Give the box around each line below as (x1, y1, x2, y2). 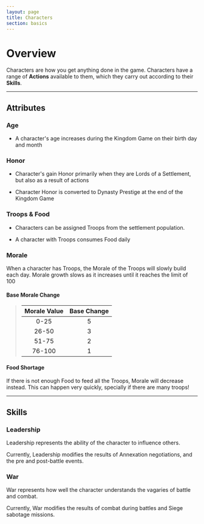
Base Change (69, 307, 109, 315)
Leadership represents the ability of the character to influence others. (6, 439, 180, 446)
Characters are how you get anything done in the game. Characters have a (6, 66, 193, 74)
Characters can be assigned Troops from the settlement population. (15, 224, 185, 231)
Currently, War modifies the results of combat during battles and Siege (6, 505, 183, 512)
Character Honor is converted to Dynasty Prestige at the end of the (15, 188, 183, 196)
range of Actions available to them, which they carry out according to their (6, 73, 194, 80)
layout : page (6, 9, 39, 15)
